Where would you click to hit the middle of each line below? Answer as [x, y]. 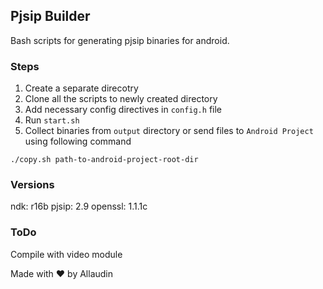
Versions [32, 185]
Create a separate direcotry [81, 88]
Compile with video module [66, 254]
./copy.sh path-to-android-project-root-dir [104, 160]
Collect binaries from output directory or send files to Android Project [169, 131]
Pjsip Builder [50, 16]
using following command [78, 141]
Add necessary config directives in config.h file [123, 110]
